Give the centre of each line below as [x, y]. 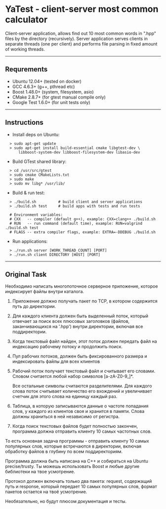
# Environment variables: [36, 215]
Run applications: [30, 241]
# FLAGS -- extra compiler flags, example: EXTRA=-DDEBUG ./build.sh [83, 232]
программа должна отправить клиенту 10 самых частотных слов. [82, 431]
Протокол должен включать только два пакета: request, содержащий [79, 481]
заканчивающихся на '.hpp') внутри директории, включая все [78, 327]
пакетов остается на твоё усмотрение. [46, 492]
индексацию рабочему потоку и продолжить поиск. [67, 347]
